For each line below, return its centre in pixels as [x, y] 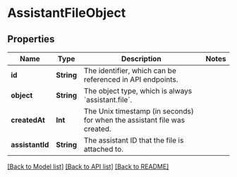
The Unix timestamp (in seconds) [139, 111]
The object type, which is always [138, 91]
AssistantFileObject [67, 13]
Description [141, 59]
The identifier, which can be [130, 71]
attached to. [104, 149]
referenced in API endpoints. [131, 79]
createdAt [28, 120]
